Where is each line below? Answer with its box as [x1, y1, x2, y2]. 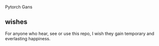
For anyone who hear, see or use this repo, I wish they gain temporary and [5, 31, 155, 36]
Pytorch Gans [5, 4, 33, 10]
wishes [5, 18, 28, 26]
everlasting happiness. [5, 35, 51, 41]
